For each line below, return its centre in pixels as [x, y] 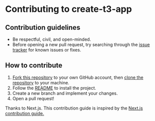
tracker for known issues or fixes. [47, 50]
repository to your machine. [41, 82]
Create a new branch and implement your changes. [65, 93]
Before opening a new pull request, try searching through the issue [81, 45]
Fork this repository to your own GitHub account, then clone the [78, 77]
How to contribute [34, 65]
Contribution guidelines [43, 28]
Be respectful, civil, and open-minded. [52, 39]
